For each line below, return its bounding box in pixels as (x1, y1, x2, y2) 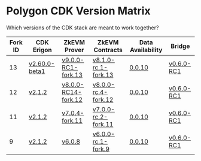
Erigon (32, 45, 52, 54)
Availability (129, 45, 163, 54)
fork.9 (92, 145, 109, 153)
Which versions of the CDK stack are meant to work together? (6, 24, 159, 31)
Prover (65, 45, 84, 54)
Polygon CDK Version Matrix (6, 4, 151, 18)
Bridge (170, 42, 190, 50)
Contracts (93, 45, 123, 54)
